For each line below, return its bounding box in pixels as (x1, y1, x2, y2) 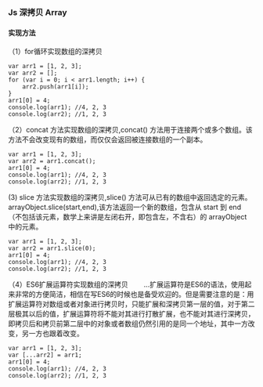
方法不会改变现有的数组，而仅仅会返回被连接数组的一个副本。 (8, 135, 207, 144)
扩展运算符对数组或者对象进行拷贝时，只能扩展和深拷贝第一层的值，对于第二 (8, 299, 255, 309)
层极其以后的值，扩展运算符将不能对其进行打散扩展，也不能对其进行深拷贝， (8, 309, 255, 319)
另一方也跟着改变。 (21, 329, 84, 338)
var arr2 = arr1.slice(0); (8, 244, 96, 252)
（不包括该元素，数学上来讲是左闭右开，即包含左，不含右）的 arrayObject (8, 212, 247, 222)
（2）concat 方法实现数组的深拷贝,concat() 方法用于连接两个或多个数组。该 (8, 125, 253, 135)
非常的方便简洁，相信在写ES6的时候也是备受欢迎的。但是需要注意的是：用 (14, 290, 254, 299)
